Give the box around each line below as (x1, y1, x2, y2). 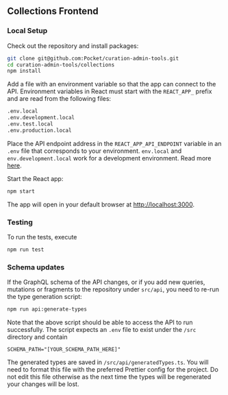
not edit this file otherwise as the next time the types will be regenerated (7, 373, 212, 381)
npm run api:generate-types (7, 306, 88, 313)
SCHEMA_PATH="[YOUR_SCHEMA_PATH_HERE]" (7, 346, 121, 353)
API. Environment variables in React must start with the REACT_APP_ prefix (7, 87, 212, 95)
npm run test (7, 246, 45, 253)
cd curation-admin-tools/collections (7, 61, 115, 68)
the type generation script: (7, 293, 82, 301)
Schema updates (7, 262, 65, 272)
